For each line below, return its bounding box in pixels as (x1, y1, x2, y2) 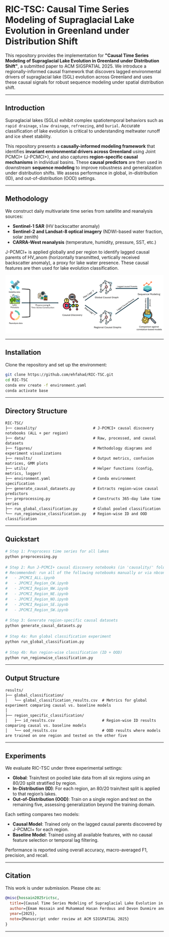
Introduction (5, 104, 45, 112)
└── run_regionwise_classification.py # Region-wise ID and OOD (5, 512, 147, 517)
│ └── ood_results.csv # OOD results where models (5, 728, 161, 733)
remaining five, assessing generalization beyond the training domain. (12, 801, 155, 807)
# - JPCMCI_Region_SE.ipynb (5, 602, 69, 607)
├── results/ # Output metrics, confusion (5, 456, 154, 461)
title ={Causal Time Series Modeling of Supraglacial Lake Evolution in (10, 901, 163, 906)
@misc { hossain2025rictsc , (5, 895, 59, 900)
